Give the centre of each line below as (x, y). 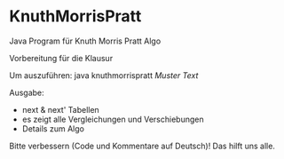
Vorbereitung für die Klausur (61, 58)
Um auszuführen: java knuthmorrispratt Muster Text (104, 75)
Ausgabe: (27, 92)
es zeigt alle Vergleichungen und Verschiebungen (113, 119)
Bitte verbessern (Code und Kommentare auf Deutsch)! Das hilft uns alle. (142, 146)
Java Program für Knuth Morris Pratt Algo (85, 41)
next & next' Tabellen (60, 109)
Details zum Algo (53, 128)
